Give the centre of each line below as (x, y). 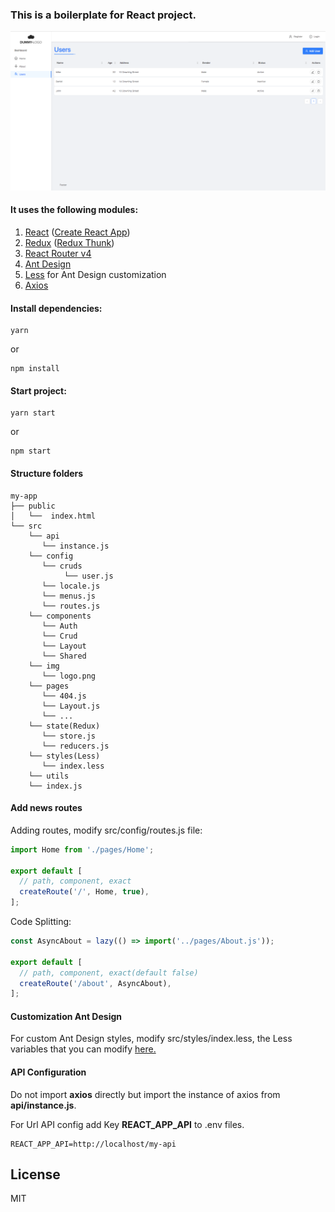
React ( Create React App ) (77, 232)
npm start (31, 451)
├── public (33, 506)
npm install (35, 369)
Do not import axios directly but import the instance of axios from (145, 1094)
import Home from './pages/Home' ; (82, 849)
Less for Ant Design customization (95, 274)
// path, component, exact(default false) (109, 973)
